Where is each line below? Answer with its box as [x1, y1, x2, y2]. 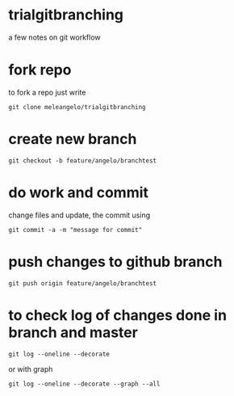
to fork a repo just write [8, 87, 86, 97]
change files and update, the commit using [8, 210, 151, 220]
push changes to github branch [8, 252, 223, 271]
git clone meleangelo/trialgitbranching [8, 103, 147, 111]
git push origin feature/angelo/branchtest [8, 279, 157, 288]
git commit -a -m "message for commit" [8, 225, 143, 234]
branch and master [8, 323, 139, 341]
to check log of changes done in [8, 305, 228, 324]
